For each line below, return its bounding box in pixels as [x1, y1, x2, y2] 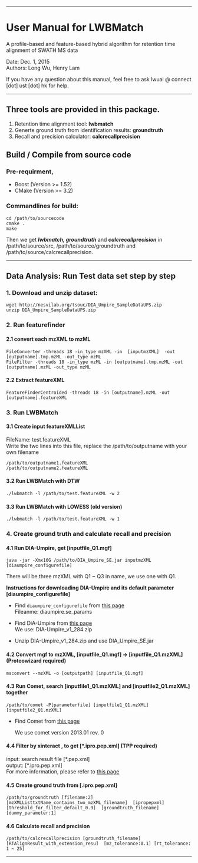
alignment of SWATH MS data [6, 47, 78, 54]
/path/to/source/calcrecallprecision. [6, 248, 93, 255]
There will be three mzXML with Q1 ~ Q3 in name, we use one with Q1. [6, 573, 177, 580]
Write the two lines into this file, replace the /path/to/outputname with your [6, 442, 187, 449]
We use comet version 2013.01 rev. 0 [14, 729, 104, 736]
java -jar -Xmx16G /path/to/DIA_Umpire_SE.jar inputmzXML [6, 558, 151, 564]
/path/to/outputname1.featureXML [6, 460, 88, 466]
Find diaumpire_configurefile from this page [14, 602, 125, 609]
